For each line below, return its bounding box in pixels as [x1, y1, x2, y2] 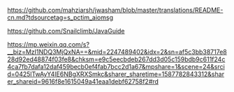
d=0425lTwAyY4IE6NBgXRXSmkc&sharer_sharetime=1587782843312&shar [7, 70, 225, 78]
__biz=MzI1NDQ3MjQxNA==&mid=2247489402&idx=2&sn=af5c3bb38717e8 [7, 48, 227, 56]
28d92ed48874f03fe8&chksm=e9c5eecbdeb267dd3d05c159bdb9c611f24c [7, 55, 226, 63]
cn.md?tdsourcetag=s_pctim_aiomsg [7, 13, 114, 22]
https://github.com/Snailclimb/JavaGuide [7, 27, 125, 35]
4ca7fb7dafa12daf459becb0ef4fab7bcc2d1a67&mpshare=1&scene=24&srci [7, 63, 225, 70]
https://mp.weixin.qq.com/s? [7, 40, 89, 48]
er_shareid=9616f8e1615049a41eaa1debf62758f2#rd [7, 77, 159, 86]
